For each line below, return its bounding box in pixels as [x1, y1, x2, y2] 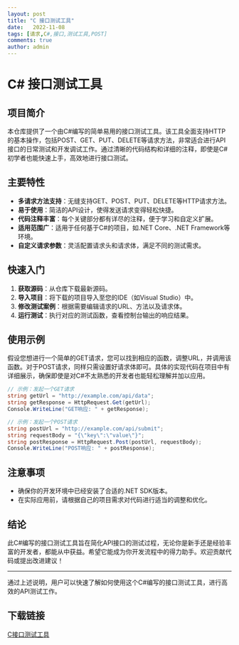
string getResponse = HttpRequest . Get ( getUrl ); [7, 399, 152, 406]
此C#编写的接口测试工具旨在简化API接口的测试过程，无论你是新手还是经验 [7, 538, 225, 547]
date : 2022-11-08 [7, 23, 65, 31]
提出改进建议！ [19, 556, 64, 565]
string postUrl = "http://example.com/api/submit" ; [7, 425, 164, 432]
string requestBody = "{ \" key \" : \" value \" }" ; [7, 432, 144, 439]
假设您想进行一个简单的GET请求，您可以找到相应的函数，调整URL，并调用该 [7, 353, 232, 363]
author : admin [7, 43, 50, 50]
